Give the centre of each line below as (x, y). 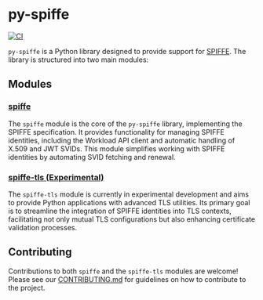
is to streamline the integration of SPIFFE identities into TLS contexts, (120, 211)
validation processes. (42, 227)
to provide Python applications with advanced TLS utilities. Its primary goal (129, 202)
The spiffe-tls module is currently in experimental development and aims (129, 194)
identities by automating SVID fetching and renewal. (92, 157)
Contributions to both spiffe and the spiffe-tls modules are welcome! (123, 271)
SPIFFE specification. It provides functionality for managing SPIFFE (117, 132)
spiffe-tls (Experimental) (56, 177)
